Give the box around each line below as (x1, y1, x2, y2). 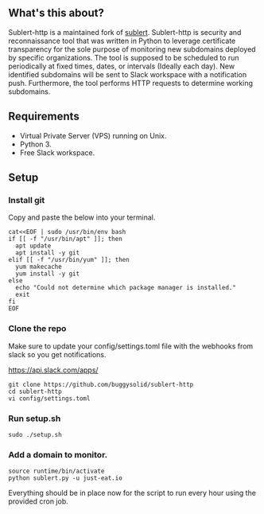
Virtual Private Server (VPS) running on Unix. (19, 130, 167, 140)
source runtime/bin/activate (8, 467, 105, 476)
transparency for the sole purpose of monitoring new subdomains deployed (8, 44, 256, 54)
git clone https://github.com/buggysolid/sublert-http (8, 380, 194, 388)
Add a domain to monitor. (8, 449, 108, 460)
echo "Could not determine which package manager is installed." (15, 284, 237, 292)
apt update (15, 242, 52, 250)
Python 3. (19, 139, 52, 149)
